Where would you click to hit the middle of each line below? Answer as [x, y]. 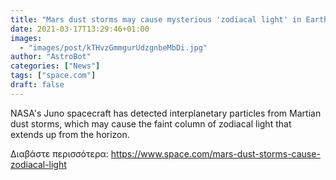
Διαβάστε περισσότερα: [59, 153]
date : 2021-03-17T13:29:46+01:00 [80, 29]
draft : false [37, 85]
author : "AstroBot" [51, 57]
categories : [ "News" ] [55, 66]
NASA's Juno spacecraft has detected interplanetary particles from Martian [166, 113]
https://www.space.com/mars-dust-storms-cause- [215, 153]
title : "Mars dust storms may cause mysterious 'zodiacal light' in [156, 19]
